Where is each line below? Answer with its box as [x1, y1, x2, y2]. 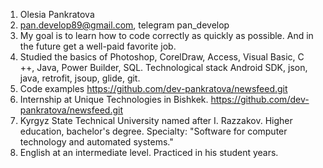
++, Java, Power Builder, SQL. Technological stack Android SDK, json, [19, 62, 308, 73]
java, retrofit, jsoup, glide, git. [19, 72, 141, 84]
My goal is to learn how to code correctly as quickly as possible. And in [19, 30, 314, 41]
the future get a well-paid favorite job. [19, 40, 177, 52]
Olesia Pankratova [19, 9, 95, 20]
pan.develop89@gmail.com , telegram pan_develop [19, 19, 230, 31]
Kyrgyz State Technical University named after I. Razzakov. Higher [19, 115, 293, 126]
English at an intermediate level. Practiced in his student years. [19, 147, 279, 158]
